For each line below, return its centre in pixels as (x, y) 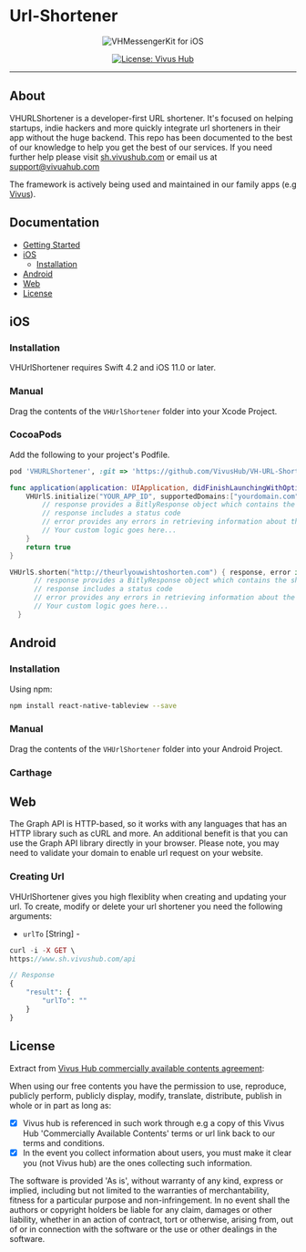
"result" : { (48, 992)
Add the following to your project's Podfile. (90, 454)
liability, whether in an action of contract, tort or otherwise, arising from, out (152, 1219)
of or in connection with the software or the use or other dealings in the (143, 1229)
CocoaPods (36, 434)
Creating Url (37, 877)
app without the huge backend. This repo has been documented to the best (151, 137)
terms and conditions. (63, 1142)
